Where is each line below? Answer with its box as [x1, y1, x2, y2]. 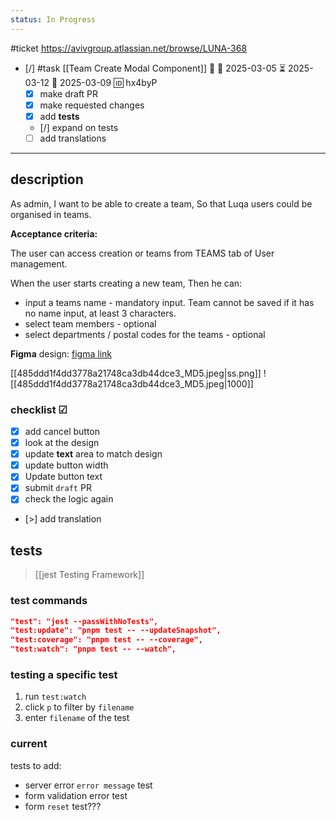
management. [10, 257, 68, 270]
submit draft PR [24, 482, 92, 494]
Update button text [24, 471, 103, 483]
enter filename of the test [24, 712, 130, 724]
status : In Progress [10, 14, 97, 25]
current [10, 737, 48, 751]
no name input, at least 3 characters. [24, 307, 177, 319]
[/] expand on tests [39, 121, 119, 133]
